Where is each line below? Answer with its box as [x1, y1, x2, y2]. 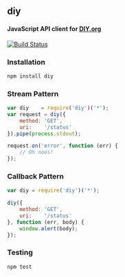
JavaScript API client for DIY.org [7, 24, 102, 33]
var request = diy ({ [7, 111, 67, 118]
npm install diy [7, 72, 54, 80]
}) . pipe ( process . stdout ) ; [7, 130, 81, 137]
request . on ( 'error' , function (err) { [7, 142, 118, 150]
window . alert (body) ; [19, 225, 78, 232]
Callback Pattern [7, 171, 64, 181]
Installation [7, 57, 46, 67]
